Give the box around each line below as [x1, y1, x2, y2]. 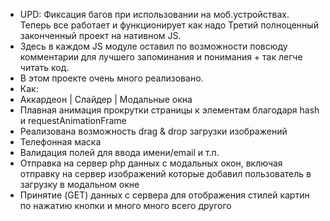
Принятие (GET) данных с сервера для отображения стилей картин [19, 189, 310, 201]
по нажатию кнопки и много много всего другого [19, 200, 232, 211]
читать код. [19, 62, 70, 73]
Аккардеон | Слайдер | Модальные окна [19, 94, 193, 105]
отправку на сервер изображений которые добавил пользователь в [19, 168, 312, 179]
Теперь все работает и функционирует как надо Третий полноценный [19, 19, 319, 31]
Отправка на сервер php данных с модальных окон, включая [19, 157, 283, 169]
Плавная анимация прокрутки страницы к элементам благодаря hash [19, 104, 320, 116]
